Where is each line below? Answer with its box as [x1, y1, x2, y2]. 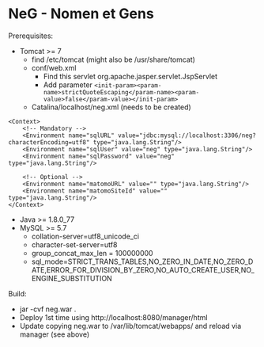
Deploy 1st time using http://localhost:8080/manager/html [19, 312, 208, 322]
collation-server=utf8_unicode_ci [31, 231, 140, 241]
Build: [8, 288, 27, 298]
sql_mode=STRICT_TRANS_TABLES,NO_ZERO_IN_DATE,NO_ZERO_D [31, 257, 254, 266]
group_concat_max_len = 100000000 [31, 248, 153, 257]
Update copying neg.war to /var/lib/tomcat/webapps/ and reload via [19, 321, 242, 330]
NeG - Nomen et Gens [8, 5, 154, 23]
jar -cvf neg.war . [19, 304, 77, 314]
